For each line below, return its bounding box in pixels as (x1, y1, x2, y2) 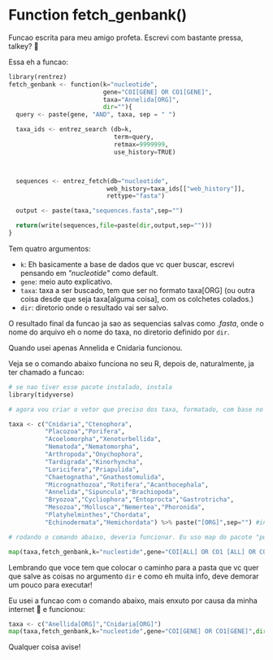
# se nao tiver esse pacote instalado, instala (8, 382, 173, 391)
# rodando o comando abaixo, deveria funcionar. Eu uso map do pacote (8, 533, 253, 541)
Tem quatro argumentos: (8, 243, 91, 253)
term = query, (113, 133, 154, 142)
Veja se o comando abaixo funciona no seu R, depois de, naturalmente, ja (8, 358, 254, 368)
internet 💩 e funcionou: (8, 604, 85, 614)
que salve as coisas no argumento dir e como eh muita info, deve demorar (8, 571, 259, 581)
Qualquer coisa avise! (8, 642, 81, 652)
